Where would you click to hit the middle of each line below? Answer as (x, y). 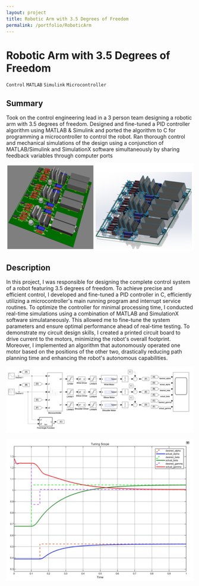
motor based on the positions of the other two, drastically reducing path (94, 352)
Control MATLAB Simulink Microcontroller (56, 85)
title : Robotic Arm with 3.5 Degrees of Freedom (67, 19)
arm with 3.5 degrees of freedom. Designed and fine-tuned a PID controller (98, 124)
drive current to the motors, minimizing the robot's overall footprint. (89, 339)
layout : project (26, 13)
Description (28, 267)
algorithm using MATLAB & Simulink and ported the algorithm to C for (91, 131)
